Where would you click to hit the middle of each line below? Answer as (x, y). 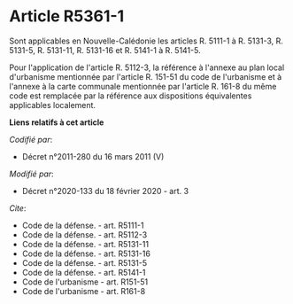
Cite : (18, 208)
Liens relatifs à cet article (57, 122)
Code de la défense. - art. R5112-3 (85, 234)
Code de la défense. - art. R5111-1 (83, 225)
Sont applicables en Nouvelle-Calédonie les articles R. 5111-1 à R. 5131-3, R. (146, 41)
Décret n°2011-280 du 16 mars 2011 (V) (93, 156)
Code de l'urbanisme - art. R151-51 (85, 282)
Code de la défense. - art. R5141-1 (84, 272)
